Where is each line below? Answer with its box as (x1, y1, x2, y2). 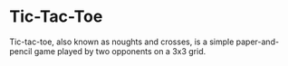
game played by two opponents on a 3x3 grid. (34, 45, 206, 56)
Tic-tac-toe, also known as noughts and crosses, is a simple (9, 36, 235, 47)
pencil (9, 45, 33, 56)
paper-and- (235, 36, 279, 47)
